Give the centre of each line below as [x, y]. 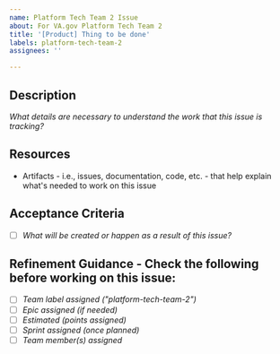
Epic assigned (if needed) [70, 309]
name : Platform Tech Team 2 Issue [74, 17]
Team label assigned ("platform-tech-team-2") [109, 299]
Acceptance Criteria [67, 214]
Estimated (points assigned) [74, 320]
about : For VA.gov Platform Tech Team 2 [86, 26]
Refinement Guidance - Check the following [134, 264]
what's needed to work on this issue [89, 186]
